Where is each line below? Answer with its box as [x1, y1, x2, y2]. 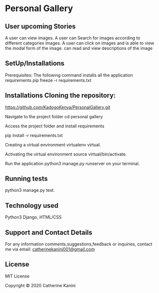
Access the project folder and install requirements [5, 123, 105, 129]
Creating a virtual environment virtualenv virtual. [5, 141, 101, 148]
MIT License [5, 273, 30, 279]
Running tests [5, 175, 48, 183]
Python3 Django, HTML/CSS [5, 214, 62, 220]
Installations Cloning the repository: [5, 92, 116, 100]
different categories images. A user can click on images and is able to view [5, 40, 155, 46]
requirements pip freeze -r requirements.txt [5, 77, 92, 83]
